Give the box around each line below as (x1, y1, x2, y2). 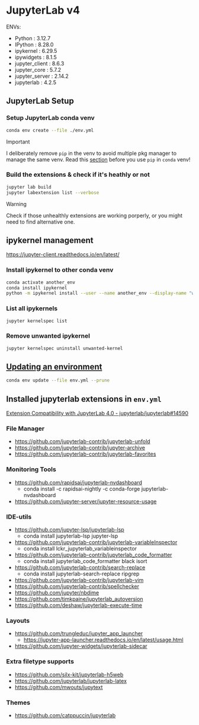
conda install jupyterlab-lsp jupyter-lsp (23, 532, 118, 540)
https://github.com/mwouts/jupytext (14, 683, 103, 691)
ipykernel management (6, 235, 94, 245)
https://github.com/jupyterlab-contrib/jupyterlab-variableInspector (14, 539, 178, 546)
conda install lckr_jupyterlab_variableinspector (23, 545, 137, 552)
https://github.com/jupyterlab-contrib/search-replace (14, 564, 146, 571)
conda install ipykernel (6, 285, 68, 291)
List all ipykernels (6, 304, 58, 313)
